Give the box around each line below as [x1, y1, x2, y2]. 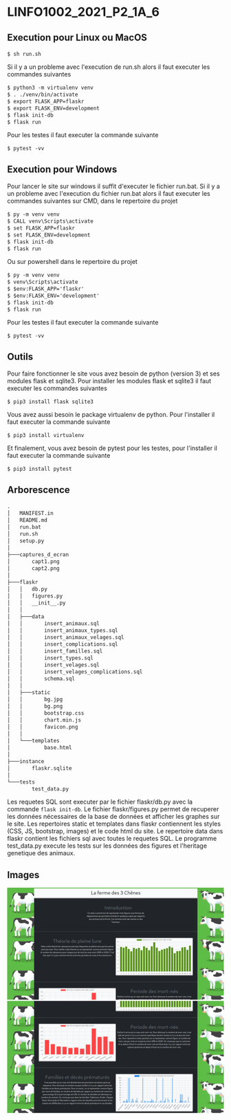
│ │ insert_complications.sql [7, 641, 118, 648]
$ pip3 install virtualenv [7, 431, 85, 438]
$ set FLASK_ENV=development [7, 232, 91, 238]
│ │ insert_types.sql [7, 655, 94, 662]
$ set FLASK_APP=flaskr [7, 225, 76, 232]
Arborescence [7, 484, 70, 496]
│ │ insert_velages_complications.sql [7, 669, 143, 675]
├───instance [7, 758, 45, 765]
